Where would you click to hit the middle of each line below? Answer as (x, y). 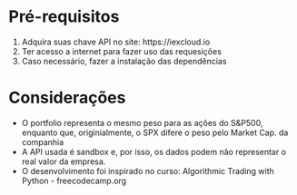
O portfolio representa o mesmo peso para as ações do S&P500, (142, 122)
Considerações (67, 98)
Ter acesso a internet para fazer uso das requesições (121, 51)
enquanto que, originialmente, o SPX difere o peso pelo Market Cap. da (155, 132)
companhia (43, 141)
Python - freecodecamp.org (74, 180)
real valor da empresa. (64, 161)
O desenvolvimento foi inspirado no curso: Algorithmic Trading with (148, 171)
